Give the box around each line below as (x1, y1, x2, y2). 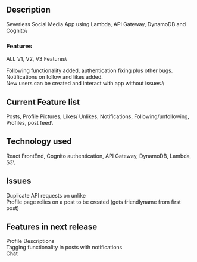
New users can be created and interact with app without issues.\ (6, 80, 165, 87)
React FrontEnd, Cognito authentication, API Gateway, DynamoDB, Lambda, (6, 152, 192, 159)
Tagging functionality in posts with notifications (6, 244, 123, 251)
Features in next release (6, 221, 98, 232)
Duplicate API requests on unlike (6, 192, 86, 199)
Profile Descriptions (6, 238, 55, 245)
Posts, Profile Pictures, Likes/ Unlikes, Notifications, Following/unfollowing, (6, 113, 189, 120)
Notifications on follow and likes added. (6, 73, 103, 81)
